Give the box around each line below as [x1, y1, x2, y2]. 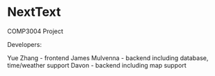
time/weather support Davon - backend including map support [7, 61, 186, 69]
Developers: [7, 40, 42, 48]
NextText [7, 4, 61, 20]
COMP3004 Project [7, 27, 64, 35]
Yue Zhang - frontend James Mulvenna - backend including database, [7, 53, 209, 62]
